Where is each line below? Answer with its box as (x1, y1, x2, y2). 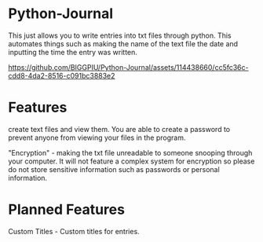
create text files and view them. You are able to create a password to (8, 124, 230, 134)
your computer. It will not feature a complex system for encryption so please (8, 156, 255, 166)
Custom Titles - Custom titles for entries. (8, 226, 140, 236)
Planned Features (8, 201, 126, 218)
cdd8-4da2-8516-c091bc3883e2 (8, 71, 115, 80)
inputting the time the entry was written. (8, 47, 137, 57)
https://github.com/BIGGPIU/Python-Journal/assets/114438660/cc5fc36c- (8, 62, 249, 71)
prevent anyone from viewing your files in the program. (8, 133, 186, 142)
